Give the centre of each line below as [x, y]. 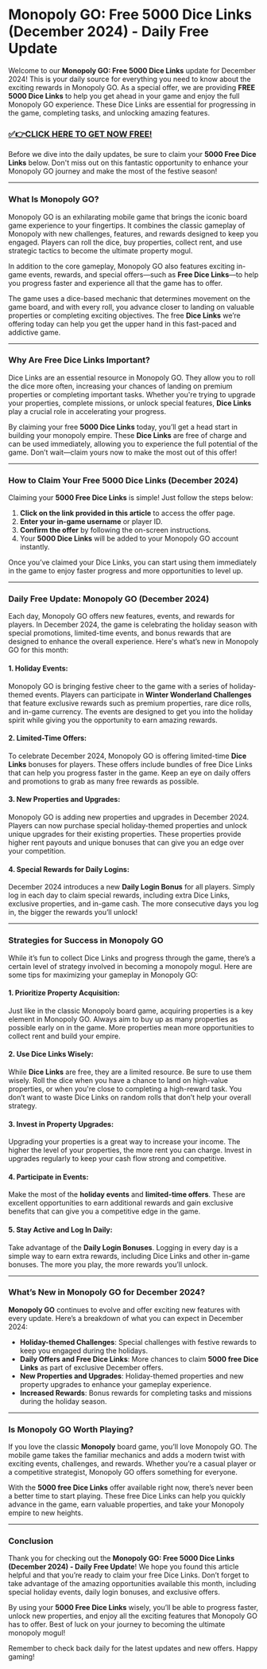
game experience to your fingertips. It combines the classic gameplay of [127, 225]
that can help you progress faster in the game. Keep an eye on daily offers [130, 772]
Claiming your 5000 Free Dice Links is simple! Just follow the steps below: [131, 498]
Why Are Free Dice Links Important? [79, 360]
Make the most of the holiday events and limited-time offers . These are [127, 1194]
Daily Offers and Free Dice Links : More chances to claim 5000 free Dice [139, 1358]
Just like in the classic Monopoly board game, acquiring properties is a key [131, 1010]
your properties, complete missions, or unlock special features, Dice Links [130, 403]
